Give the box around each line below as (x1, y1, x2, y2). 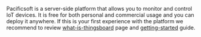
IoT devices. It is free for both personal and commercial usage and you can (6, 11, 195, 18)
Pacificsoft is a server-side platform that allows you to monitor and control (6, 5, 192, 12)
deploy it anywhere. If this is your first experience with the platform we (6, 18, 184, 24)
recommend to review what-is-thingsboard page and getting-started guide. (6, 24, 196, 31)
